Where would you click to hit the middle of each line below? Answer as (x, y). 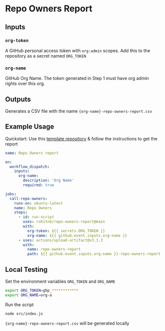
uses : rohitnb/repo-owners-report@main (64, 222)
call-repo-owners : (29, 199)
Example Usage (30, 127)
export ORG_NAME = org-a (28, 295)
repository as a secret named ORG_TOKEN (46, 56)
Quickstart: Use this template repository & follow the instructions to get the (81, 138)
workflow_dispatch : (30, 167)
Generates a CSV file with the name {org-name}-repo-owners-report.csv (79, 111)
